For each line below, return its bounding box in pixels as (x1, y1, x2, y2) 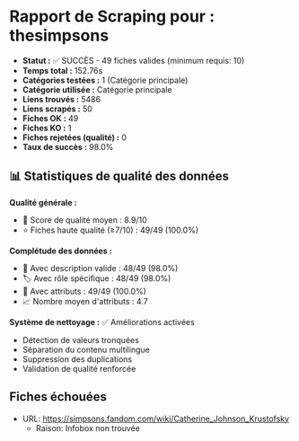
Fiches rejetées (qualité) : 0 (22, 132, 128, 143)
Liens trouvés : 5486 (22, 93, 101, 104)
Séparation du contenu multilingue (22, 344, 150, 355)
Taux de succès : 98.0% (22, 141, 114, 152)
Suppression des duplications (22, 353, 133, 365)
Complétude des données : (9, 245, 112, 256)
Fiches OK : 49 (22, 112, 79, 123)
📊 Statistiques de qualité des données (9, 169, 229, 184)
